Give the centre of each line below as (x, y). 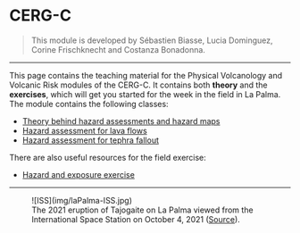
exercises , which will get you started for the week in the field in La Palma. (145, 94)
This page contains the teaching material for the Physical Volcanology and (146, 75)
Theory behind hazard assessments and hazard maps (121, 121)
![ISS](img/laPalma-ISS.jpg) (82, 200)
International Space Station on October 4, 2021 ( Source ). (136, 219)
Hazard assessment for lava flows (84, 130)
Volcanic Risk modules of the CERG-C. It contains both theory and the (138, 85)
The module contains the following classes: (89, 104)
